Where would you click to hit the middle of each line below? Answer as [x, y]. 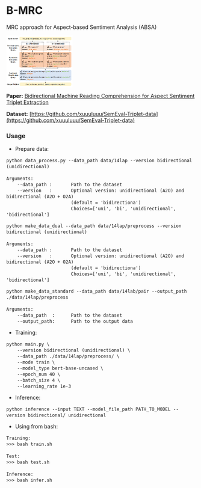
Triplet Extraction [28, 102]
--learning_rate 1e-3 [44, 386]
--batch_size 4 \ [39, 380]
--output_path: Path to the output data [75, 322]
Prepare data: [32, 149]
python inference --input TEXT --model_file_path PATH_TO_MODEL [88, 409]
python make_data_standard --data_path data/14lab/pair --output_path [97, 291]
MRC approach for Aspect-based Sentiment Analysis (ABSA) [82, 27]
